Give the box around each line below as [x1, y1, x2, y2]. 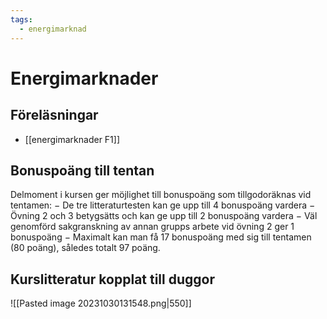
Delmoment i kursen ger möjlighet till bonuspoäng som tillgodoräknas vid [10, 189, 312, 201]
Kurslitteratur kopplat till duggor [10, 271, 215, 288]
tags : [10, 14, 33, 25]
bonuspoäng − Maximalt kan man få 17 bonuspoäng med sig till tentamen [10, 231, 312, 243]
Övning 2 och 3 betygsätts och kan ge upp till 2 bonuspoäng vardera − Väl [10, 210, 318, 222]
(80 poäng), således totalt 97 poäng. [10, 242, 161, 254]
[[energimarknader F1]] [24, 133, 121, 145]
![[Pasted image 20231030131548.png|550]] [10, 297, 192, 310]
